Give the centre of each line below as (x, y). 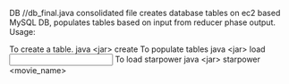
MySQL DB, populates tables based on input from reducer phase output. (142, 22)
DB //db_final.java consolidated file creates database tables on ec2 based (145, 13)
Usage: (22, 32)
